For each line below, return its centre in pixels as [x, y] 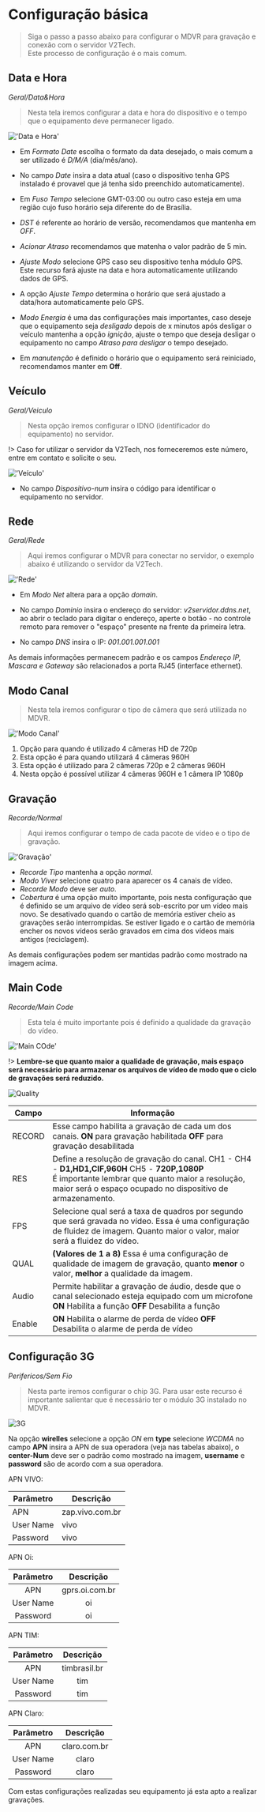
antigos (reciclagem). [54, 939]
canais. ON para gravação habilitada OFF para [138, 1136]
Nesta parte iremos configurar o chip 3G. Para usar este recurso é [135, 1391]
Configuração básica [78, 15]
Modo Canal [39, 690]
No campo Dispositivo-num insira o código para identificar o [118, 488]
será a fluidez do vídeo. [96, 1241]
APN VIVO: [26, 1479]
